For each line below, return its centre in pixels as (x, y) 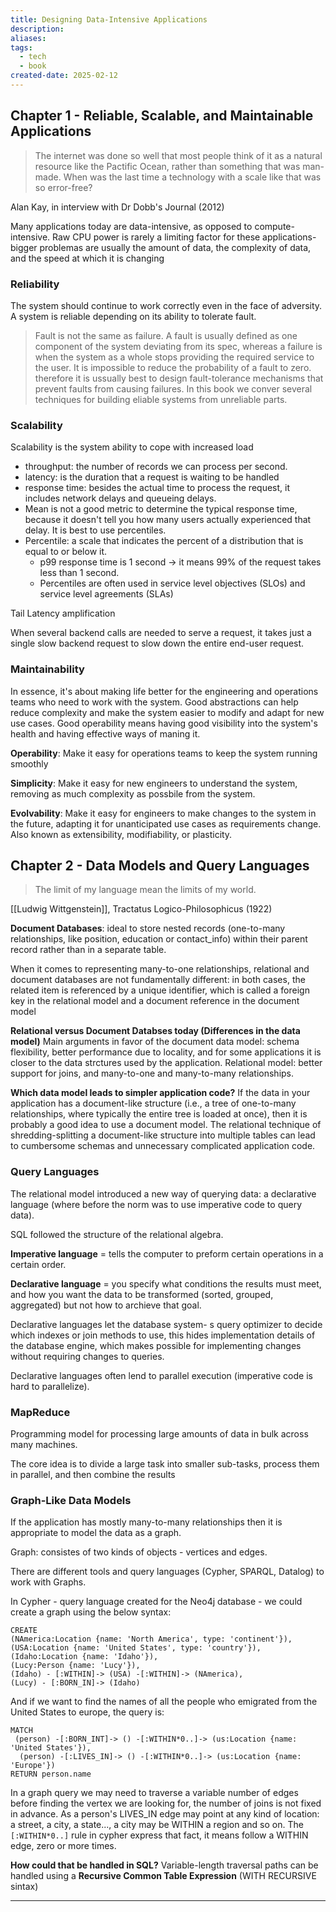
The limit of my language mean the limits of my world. (145, 890)
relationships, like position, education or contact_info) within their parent (159, 939)
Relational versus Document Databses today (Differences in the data (155, 1031)
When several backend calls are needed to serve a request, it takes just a (161, 633)
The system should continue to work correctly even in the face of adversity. (166, 305)
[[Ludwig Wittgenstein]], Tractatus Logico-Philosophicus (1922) (141, 909)
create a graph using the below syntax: (91, 1612)
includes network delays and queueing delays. (120, 498)
